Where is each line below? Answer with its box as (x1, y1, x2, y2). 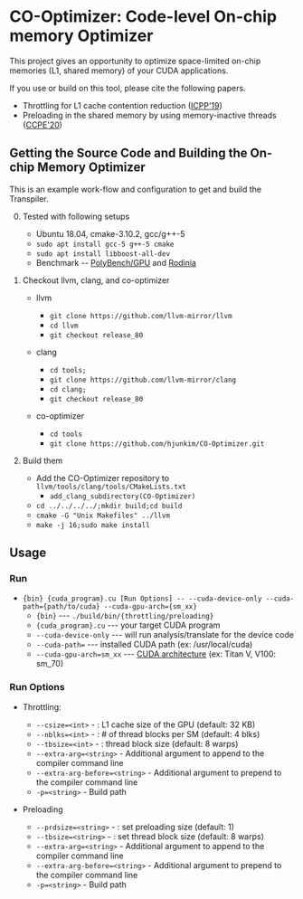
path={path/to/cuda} (22, 602, 100, 611)
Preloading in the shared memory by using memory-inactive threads (22, 109, 278, 120)
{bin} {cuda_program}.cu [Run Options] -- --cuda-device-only (22, 594, 262, 603)
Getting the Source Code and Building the (9, 146, 248, 161)
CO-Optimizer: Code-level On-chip (9, 6, 278, 27)
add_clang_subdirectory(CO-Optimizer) (49, 491, 196, 501)
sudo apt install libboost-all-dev (35, 249, 170, 259)
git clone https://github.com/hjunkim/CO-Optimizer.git (49, 439, 265, 449)
